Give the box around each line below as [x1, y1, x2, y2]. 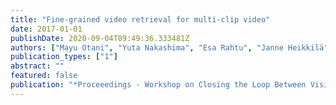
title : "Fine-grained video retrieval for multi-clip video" [10, 14, 271, 25]
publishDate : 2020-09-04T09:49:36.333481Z [10, 33, 190, 43]
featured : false [10, 71, 78, 81]
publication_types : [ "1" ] [10, 52, 118, 62]
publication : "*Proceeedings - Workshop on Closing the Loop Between [10, 80, 307, 90]
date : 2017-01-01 [10, 24, 83, 34]
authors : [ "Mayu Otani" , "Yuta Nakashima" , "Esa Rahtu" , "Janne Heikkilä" [10, 42, 329, 53]
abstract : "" [10, 61, 65, 71]
